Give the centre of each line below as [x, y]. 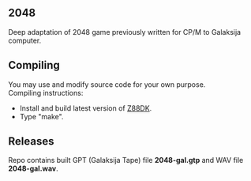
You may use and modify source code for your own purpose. [107, 84]
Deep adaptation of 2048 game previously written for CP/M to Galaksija [125, 32]
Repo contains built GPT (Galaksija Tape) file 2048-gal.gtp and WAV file [126, 160]
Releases [31, 141]
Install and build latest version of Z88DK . [86, 108]
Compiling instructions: [46, 92]
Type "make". [41, 116]
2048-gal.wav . [34, 168]
